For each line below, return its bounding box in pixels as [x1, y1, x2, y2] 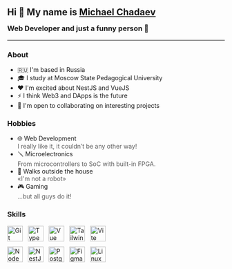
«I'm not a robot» [17, 174, 67, 183]
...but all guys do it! [17, 192, 72, 201]
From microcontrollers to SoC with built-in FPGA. [17, 160, 156, 168]
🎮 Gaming [17, 183, 48, 191]
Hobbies [7, 118, 37, 128]
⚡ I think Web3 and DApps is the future [17, 91, 128, 100]
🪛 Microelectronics [17, 150, 73, 158]
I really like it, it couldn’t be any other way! [17, 142, 137, 151]
